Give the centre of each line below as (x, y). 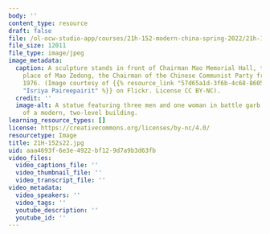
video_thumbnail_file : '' (59, 173)
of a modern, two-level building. (80, 113)
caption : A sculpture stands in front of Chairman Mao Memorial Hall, (136, 68)
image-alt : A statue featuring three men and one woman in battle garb (138, 105)
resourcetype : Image (43, 135)
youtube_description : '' (57, 210)
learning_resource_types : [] (57, 121)
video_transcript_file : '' (61, 181)
